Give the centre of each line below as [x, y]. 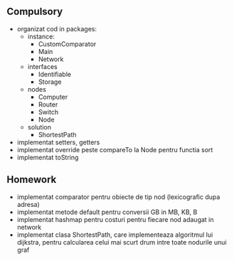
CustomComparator [67, 44]
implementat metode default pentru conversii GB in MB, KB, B [107, 212]
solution [39, 127]
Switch [48, 112]
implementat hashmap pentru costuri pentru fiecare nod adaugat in [115, 219]
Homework [32, 180]
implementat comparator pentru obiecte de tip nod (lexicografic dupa [118, 197]
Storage [50, 82]
